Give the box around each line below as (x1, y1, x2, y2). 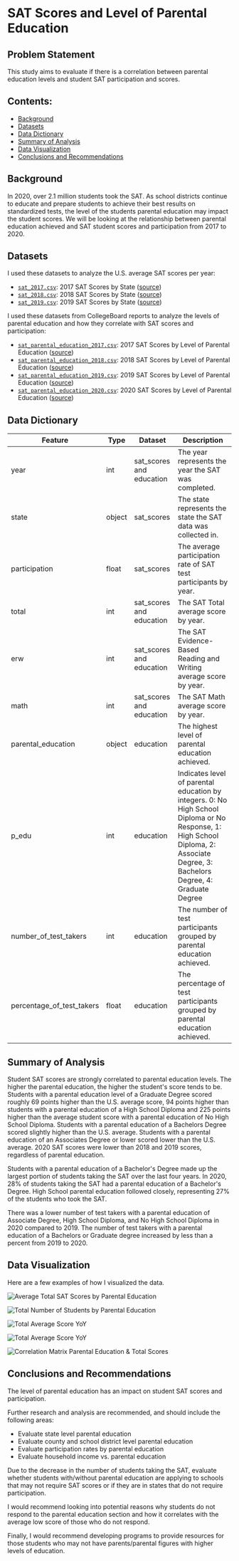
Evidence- (177, 636, 214, 646)
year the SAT (177, 465, 221, 475)
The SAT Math (177, 692, 225, 702)
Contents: (7, 95, 53, 107)
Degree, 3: (177, 858, 213, 868)
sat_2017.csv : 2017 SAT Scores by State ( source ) (17, 283, 162, 291)
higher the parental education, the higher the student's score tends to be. (7, 1083, 223, 1091)
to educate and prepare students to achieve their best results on (7, 199, 196, 208)
